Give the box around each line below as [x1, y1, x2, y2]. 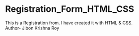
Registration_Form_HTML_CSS [5, 3, 135, 15]
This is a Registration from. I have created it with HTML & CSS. [5, 20, 133, 26]
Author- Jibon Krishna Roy [5, 25, 60, 31]
